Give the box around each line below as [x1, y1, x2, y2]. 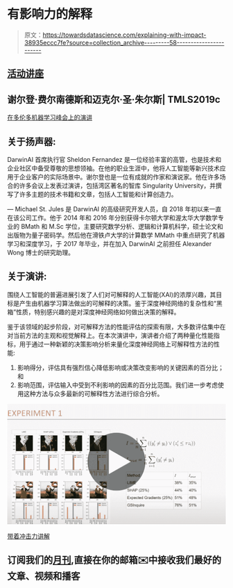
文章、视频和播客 [7, 571, 80, 582]
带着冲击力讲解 [7, 532, 50, 540]
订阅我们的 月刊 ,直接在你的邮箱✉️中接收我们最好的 [7, 554, 222, 566]
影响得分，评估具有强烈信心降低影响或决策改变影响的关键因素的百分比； [17, 363, 224, 372]
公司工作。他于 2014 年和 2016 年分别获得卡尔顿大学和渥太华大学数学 [19, 213, 218, 222]
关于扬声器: [7, 136, 57, 147]
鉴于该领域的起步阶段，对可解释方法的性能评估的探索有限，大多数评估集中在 [7, 322, 226, 331]
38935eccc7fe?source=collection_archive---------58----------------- [24, 38, 225, 47]
